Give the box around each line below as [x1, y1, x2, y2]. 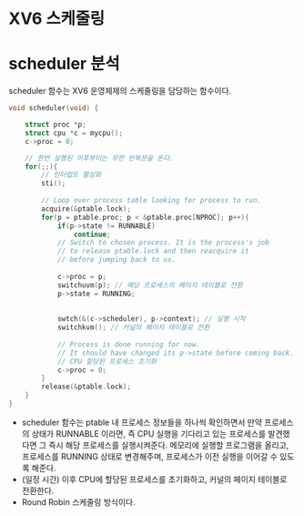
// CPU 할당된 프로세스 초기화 [56, 356, 157, 366]
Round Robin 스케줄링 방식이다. [21, 496, 136, 507]
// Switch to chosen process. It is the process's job [56, 238, 270, 247]
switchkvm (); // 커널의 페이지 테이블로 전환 [56, 323, 210, 333]
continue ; [73, 230, 111, 239]
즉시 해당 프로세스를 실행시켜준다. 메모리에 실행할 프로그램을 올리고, [48, 439, 289, 450]
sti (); [41, 179, 66, 188]
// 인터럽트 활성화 [41, 170, 102, 180]
